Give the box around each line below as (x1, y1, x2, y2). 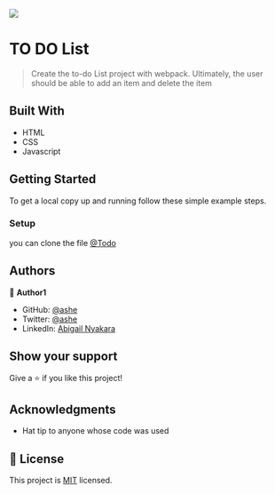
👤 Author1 (9, 287, 47, 298)
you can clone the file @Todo (9, 237, 117, 248)
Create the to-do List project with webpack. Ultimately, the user (30, 68, 263, 79)
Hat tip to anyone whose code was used (21, 426, 169, 436)
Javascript (21, 146, 61, 156)
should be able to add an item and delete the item (30, 77, 213, 88)
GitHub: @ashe (21, 304, 78, 315)
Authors (9, 263, 56, 279)
